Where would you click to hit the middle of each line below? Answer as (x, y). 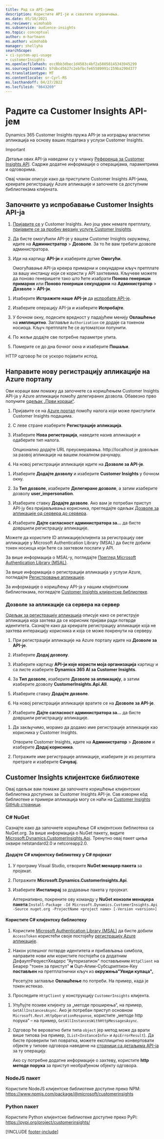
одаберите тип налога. (36, 440)
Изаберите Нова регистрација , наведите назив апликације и (76, 435)
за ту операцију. (30, 1051)
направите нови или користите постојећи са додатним (70, 956)
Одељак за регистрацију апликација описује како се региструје (72, 615)
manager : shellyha (24, 46)
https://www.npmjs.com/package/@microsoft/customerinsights (70, 1094)
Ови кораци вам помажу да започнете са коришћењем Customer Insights (82, 391)
